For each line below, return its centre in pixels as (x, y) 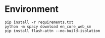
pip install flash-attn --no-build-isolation (52, 31)
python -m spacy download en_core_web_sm (48, 26)
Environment (32, 9)
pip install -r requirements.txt (39, 22)
